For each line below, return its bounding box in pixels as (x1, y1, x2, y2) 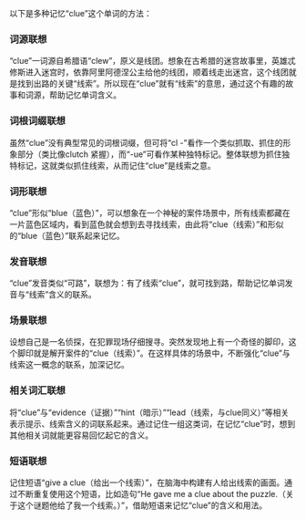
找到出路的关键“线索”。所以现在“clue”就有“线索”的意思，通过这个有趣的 (16, 78, 286, 89)
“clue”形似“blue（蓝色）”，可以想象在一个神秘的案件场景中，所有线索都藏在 (9, 207, 291, 218)
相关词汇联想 (9, 384, 66, 397)
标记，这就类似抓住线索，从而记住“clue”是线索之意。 (16, 160, 216, 171)
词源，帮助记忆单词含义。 (25, 89, 121, 100)
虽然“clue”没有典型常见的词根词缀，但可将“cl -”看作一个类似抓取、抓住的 (9, 137, 283, 148)
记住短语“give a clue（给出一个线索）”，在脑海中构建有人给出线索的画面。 (9, 477, 285, 488)
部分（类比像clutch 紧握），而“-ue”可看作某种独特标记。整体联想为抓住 (16, 149, 282, 160)
